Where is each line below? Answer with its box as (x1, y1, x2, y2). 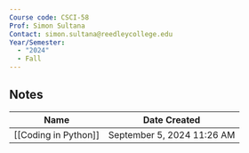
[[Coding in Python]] (13, 128, 100, 141)
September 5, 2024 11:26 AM (108, 128, 236, 141)
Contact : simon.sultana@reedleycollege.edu (9, 29, 173, 38)
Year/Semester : (9, 37, 66, 47)
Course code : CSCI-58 (9, 12, 90, 22)
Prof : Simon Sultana (9, 21, 86, 30)
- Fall (17, 54, 42, 63)
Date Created (142, 113, 201, 125)
